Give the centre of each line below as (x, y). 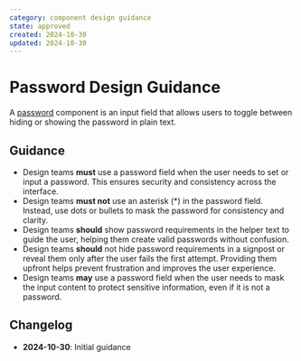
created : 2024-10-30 (48, 34)
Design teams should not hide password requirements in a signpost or (153, 249)
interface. (40, 191)
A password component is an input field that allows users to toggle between (151, 113)
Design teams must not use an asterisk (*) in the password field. (143, 201)
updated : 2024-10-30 (48, 43)
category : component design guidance (80, 18)
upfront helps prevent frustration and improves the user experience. (149, 268)
